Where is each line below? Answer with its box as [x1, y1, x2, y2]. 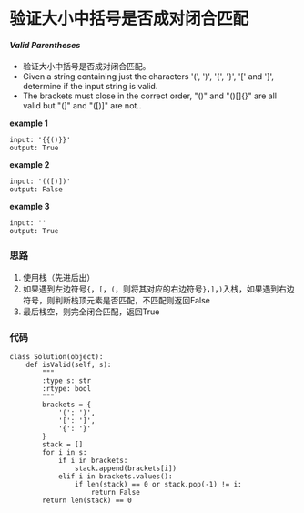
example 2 [9, 159, 50, 170]
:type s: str [42, 375, 92, 385]
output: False [9, 185, 64, 194]
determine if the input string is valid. [22, 81, 158, 92]
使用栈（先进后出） [22, 272, 96, 282]
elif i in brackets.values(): [57, 471, 173, 481]
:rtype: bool [42, 384, 92, 393]
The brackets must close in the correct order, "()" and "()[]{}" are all [22, 90, 278, 101]
